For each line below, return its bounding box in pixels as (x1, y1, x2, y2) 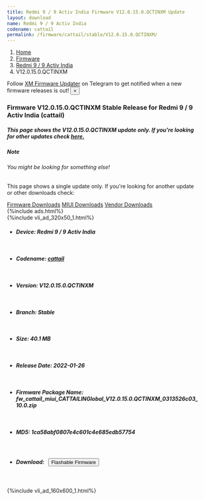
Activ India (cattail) (7, 111, 65, 119)
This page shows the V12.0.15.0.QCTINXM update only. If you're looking (7, 126, 194, 134)
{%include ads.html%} (7, 208, 64, 214)
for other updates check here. (7, 132, 85, 140)
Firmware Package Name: (15, 388, 84, 396)
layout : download (7, 15, 51, 21)
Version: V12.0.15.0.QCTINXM (15, 281, 94, 289)
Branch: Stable (15, 308, 55, 316)
